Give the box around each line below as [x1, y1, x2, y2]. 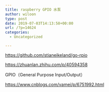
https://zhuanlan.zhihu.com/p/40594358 [5, 62, 88, 68]
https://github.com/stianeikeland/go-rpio [5, 52, 87, 58]
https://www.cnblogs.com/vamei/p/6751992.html [5, 81, 105, 87]
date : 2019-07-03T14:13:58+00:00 [5, 21, 74, 26]
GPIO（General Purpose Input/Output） [5, 71, 85, 77]
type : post [5, 16, 27, 21]
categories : [5, 30, 29, 35]
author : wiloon [5, 12, 36, 17]
